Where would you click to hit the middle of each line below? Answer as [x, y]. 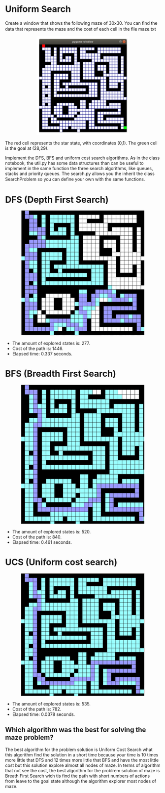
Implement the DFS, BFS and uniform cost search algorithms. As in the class [82, 158]
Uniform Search [38, 9]
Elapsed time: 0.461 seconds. [42, 542]
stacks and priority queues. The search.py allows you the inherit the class [80, 174]
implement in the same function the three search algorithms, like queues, [79, 169]
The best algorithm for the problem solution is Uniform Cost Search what [79, 749]
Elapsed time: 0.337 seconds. [42, 354]
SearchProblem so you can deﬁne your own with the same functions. [75, 179]
